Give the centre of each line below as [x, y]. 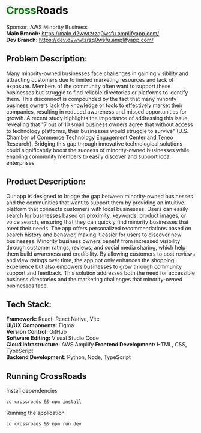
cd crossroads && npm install [44, 402]
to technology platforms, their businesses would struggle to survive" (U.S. [97, 131]
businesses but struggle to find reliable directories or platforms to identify [97, 92]
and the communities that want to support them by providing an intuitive [95, 203]
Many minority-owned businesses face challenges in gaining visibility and [97, 73]
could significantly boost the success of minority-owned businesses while [98, 150]
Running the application [35, 413]
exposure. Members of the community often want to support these [88, 86]
